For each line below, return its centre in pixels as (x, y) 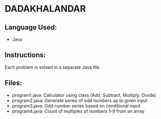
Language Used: (31, 27)
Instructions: (25, 55)
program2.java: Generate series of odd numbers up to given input (80, 100)
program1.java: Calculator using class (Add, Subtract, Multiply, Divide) (84, 95)
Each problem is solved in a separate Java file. (53, 67)
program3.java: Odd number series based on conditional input (76, 105)
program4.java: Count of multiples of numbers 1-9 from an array (78, 111)
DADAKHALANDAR (45, 9)
